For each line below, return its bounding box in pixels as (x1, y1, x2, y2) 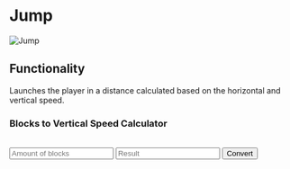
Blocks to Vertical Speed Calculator (9, 117, 168, 129)
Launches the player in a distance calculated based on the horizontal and (9, 84, 281, 95)
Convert (226, 149, 254, 158)
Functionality (9, 61, 86, 76)
